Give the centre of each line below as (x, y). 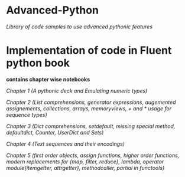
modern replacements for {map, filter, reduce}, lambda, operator (85, 161)
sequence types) (27, 114)
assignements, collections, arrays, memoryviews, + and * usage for (89, 108)
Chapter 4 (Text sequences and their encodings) (66, 144)
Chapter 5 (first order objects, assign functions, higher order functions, (93, 155)
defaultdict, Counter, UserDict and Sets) (55, 132)
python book (38, 63)
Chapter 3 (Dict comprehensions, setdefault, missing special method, (91, 126)
